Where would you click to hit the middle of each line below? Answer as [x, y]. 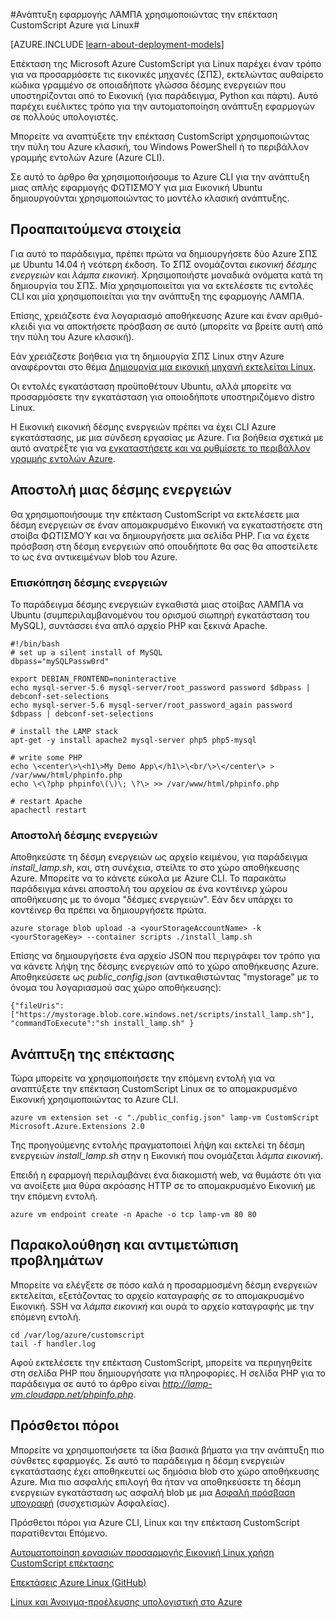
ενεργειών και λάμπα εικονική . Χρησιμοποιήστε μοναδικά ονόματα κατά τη [166, 275]
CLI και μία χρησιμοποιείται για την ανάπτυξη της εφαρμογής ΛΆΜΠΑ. [157, 296]
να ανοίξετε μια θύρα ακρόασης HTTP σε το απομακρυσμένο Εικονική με [163, 1186]
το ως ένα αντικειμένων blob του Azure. [94, 556]
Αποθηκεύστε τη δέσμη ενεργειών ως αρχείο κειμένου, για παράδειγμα [159, 857]
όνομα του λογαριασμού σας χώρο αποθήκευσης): [116, 988]
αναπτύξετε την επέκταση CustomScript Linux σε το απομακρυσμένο [154, 1089]
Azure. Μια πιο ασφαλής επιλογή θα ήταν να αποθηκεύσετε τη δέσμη [156, 1481]
